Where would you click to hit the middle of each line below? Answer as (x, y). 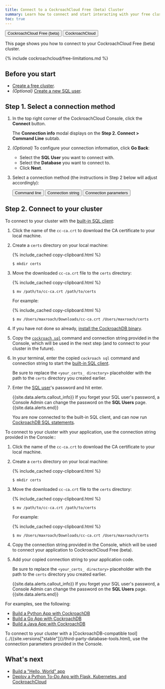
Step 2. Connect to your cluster (54, 209)
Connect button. (29, 123)
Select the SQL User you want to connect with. (67, 157)
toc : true (15, 19)
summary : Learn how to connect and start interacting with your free (78, 14)
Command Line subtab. (36, 138)
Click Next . (31, 168)
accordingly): (26, 183)
